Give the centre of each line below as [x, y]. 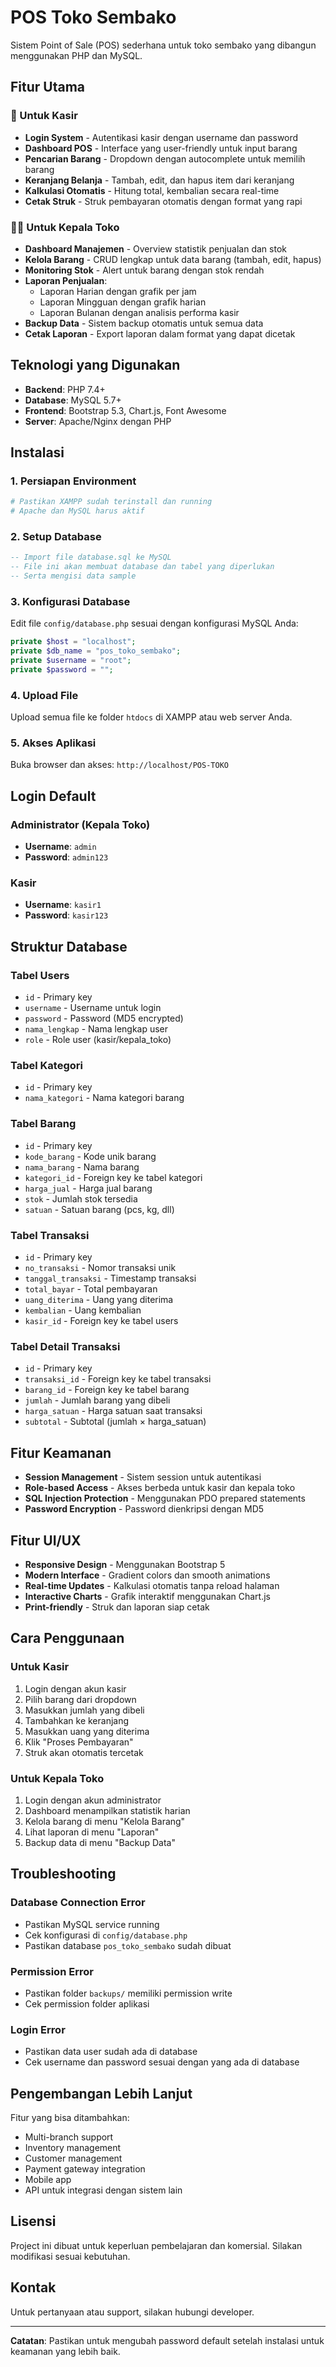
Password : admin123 [66, 857]
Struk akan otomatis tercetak [84, 1752]
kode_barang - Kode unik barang [90, 1156]
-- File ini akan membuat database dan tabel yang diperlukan [142, 567]
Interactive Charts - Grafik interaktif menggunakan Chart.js [147, 1596]
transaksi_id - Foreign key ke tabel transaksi [118, 1379]
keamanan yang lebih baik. [65, 2351]
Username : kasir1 [63, 905]
